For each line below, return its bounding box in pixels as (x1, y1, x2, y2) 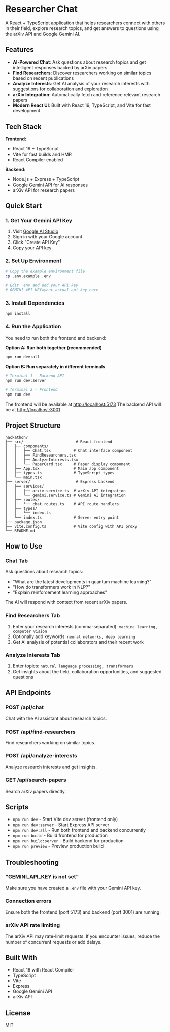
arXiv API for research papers (12, 187, 75, 193)
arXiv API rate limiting (5, 922, 60, 929)
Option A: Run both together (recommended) (5, 344, 103, 351)
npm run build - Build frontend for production (12, 832, 108, 839)
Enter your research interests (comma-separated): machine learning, (12, 623, 158, 629)
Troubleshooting (5, 858, 59, 867)
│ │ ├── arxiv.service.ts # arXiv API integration (5, 488, 126, 493)
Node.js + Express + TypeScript (12, 176, 80, 182)
